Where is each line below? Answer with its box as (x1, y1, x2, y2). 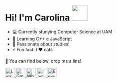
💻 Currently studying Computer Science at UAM (12, 29, 113, 35)
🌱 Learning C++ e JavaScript (12, 36, 72, 41)
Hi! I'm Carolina (5, 12, 70, 23)
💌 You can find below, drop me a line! (5, 58, 82, 64)
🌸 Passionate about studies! (12, 41, 70, 47)
